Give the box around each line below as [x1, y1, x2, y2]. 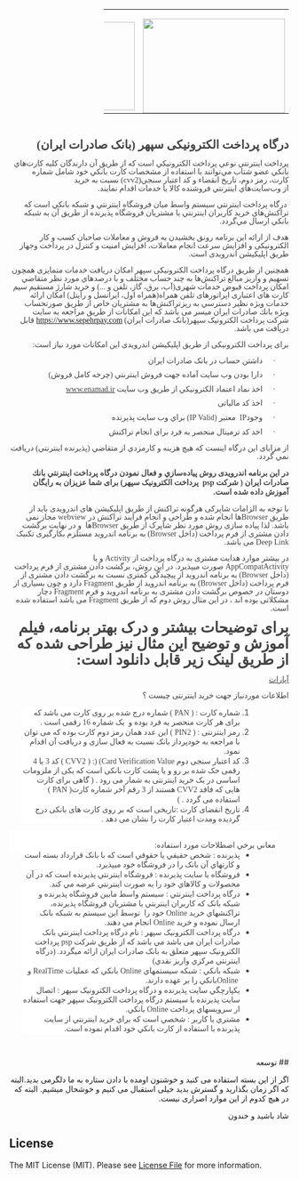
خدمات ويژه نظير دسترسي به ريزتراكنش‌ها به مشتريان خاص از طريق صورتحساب [24, 298, 289, 308]
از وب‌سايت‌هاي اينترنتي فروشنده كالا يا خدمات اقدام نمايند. [97, 183, 289, 193]
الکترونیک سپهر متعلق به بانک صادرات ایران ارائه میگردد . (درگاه [35, 947, 240, 957]
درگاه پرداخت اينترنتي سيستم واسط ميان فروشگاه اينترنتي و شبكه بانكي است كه [23, 199, 287, 209]
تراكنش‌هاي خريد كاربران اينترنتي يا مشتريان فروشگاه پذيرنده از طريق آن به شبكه [23, 208, 289, 217]
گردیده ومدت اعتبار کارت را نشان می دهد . [101, 814, 240, 824]
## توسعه [256, 1057, 289, 1068]
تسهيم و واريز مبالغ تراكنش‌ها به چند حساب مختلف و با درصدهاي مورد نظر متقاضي [20, 273, 289, 283]
